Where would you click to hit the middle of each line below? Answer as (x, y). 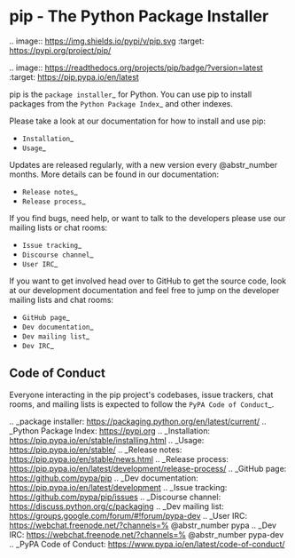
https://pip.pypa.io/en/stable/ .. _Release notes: (96, 450)
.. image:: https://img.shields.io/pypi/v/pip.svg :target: (107, 41)
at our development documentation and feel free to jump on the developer (144, 290)
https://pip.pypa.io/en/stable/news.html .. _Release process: (119, 458)
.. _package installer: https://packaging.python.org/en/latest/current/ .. (138, 421)
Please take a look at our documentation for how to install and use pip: (138, 121)
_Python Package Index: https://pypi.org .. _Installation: (110, 430)
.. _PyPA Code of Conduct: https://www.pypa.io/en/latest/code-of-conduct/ (147, 544)
